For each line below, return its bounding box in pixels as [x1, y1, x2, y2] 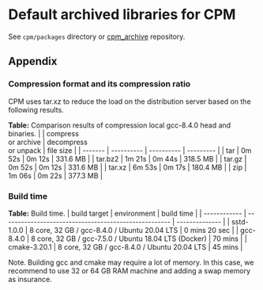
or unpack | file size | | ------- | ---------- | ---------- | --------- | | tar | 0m [8, 145, 252, 155]
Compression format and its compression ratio [8, 78, 191, 90]
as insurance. [8, 274, 53, 284]
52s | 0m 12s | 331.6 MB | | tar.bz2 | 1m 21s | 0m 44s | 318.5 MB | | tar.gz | [8, 154, 247, 163]
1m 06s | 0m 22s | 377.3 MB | [8, 170, 103, 180]
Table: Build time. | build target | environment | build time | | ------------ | [8, 208, 246, 218]
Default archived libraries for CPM [8, 6, 236, 24]
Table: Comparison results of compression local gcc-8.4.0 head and [8, 120, 231, 130]
